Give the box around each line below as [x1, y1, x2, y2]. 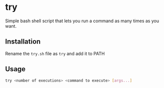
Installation [5, 38, 41, 46]
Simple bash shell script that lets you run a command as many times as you [5, 18, 159, 24]
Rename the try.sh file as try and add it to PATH [5, 50, 105, 56]
